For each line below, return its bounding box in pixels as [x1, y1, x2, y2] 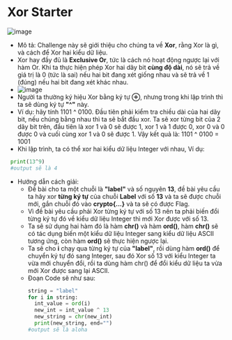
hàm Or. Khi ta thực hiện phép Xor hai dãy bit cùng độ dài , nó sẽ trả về [17, 63, 220, 71]
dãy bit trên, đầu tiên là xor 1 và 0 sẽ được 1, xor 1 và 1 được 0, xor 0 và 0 [17, 122, 225, 131]
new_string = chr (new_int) [33, 313, 113, 320]
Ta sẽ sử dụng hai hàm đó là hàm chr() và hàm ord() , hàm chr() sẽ [27, 221, 219, 230]
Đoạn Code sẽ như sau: [27, 274, 95, 282]
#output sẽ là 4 [10, 165, 58, 172]
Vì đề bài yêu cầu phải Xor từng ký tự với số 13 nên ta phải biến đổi [27, 207, 219, 215]
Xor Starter [7, 4, 73, 20]
